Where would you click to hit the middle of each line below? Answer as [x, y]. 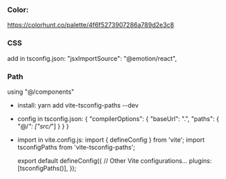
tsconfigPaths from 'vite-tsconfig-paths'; [76, 147]
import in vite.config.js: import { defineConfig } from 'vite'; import [111, 139]
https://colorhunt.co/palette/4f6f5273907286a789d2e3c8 [91, 25]
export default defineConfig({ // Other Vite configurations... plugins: [114, 160]
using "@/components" [41, 92]
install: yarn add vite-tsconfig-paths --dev [78, 105]
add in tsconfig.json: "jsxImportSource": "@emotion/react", [92, 58]
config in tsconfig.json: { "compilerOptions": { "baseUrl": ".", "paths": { [118, 119]
